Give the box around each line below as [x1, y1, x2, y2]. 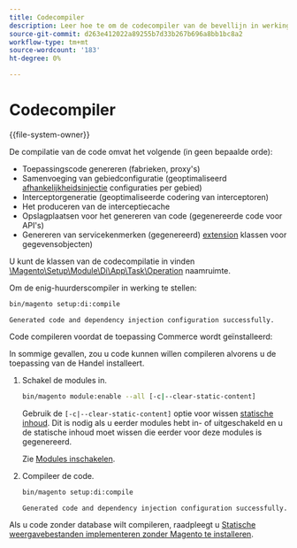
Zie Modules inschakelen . [21, 453, 116, 464]
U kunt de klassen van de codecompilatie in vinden [9, 256, 195, 266]
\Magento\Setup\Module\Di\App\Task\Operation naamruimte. [9, 265, 232, 275]
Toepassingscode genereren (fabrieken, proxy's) [21, 163, 201, 174]
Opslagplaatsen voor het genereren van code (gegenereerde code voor [21, 210, 283, 221]
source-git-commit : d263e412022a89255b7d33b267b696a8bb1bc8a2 [9, 29, 243, 38]
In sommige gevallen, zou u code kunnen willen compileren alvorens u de [9, 348, 277, 359]
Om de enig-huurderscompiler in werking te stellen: [9, 282, 197, 293]
